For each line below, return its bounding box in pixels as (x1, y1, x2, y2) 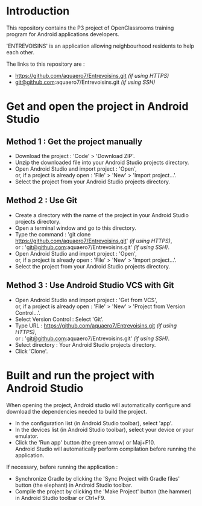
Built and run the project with (6, 368, 155, 382)
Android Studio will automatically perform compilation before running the (14, 445, 196, 452)
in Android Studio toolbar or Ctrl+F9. (14, 494, 106, 501)
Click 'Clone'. (14, 347, 48, 355)
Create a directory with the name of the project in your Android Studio (14, 211, 189, 218)
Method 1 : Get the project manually (6, 136, 143, 147)
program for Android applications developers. (6, 30, 119, 37)
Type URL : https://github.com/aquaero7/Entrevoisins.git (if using (14, 321, 177, 329)
